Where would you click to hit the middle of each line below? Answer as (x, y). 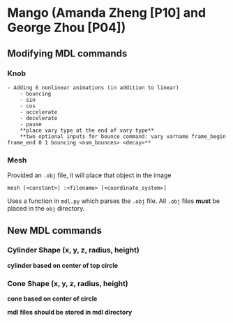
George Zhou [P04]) (67, 28)
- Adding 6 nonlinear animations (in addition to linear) (93, 88)
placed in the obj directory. (46, 209)
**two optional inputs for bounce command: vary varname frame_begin (123, 136)
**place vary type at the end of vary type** (87, 130)
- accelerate (39, 112)
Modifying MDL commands (67, 53)
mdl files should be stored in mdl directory (70, 313)
